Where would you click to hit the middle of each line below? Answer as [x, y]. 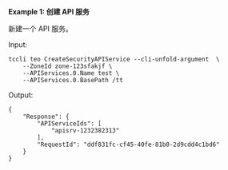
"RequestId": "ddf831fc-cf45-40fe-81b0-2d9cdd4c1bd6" [128, 144]
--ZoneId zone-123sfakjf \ [68, 66]
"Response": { [46, 117]
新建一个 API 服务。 [41, 29]
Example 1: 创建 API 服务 [49, 12]
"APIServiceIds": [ [70, 124]
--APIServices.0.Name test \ [71, 73]
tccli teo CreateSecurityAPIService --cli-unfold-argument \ [114, 59]
